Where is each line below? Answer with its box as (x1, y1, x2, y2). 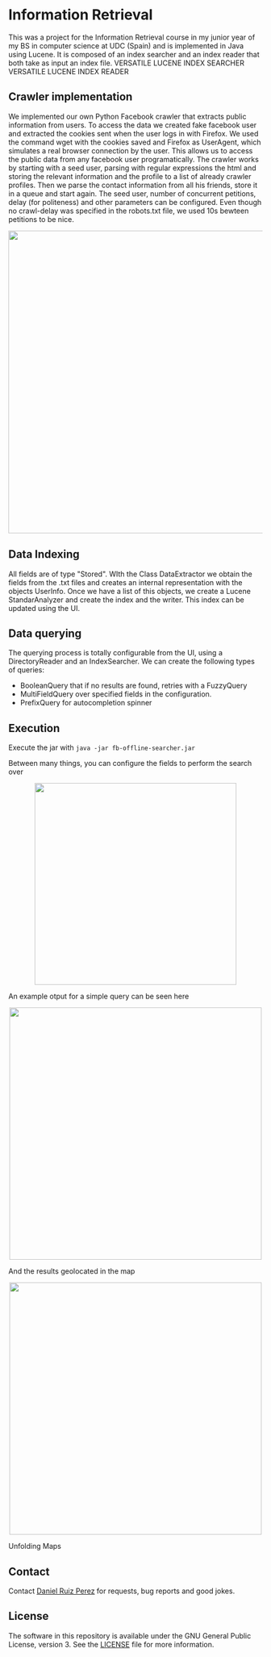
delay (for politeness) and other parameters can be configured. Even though (8, 197, 262, 207)
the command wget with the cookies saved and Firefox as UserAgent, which (8, 137, 261, 147)
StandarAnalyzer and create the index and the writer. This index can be (8, 595, 244, 605)
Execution (8, 721, 60, 735)
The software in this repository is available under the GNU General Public (8, 1630, 252, 1640)
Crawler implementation (8, 90, 133, 104)
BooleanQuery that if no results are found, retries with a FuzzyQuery (19, 680, 248, 691)
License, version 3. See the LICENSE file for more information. (8, 1639, 215, 1649)
